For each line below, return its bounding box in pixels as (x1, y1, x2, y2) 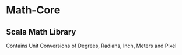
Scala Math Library (6, 27, 76, 37)
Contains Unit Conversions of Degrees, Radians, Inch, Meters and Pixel (6, 42, 177, 49)
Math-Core (6, 4, 61, 17)
